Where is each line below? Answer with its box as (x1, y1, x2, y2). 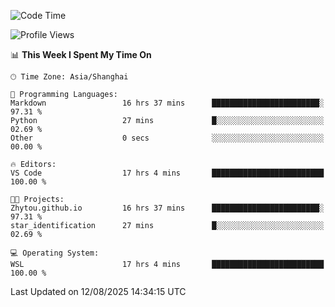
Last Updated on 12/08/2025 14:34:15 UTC (10, 286, 187, 297)
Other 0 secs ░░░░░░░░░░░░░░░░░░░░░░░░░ (10, 133, 325, 143)
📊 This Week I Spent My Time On (10, 49, 152, 60)
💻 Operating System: (10, 248, 100, 258)
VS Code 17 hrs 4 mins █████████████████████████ (10, 168, 325, 178)
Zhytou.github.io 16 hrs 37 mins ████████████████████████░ (10, 203, 325, 213)
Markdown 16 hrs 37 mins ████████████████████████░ (10, 98, 325, 108)
